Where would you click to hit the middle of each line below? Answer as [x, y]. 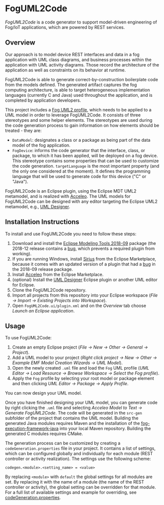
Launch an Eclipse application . [43, 310]
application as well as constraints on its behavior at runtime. [65, 70]
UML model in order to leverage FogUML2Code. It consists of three [73, 115]
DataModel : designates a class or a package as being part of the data [81, 140]
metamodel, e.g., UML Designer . [37, 206]
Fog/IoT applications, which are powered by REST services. [65, 27]
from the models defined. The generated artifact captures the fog [71, 85]
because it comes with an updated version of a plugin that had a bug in [84, 264]
